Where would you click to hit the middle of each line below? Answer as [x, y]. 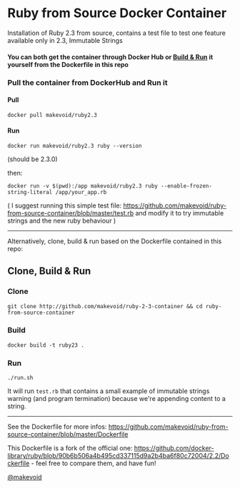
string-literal [30, 192]
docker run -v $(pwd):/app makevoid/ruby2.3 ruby [83, 186]
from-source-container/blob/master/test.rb [71, 213]
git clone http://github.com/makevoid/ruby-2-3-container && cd [105, 306]
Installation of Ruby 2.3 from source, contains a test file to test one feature [117, 33]
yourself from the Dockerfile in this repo [68, 64]
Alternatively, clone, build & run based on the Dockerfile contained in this [115, 241]
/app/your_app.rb [81, 192]
